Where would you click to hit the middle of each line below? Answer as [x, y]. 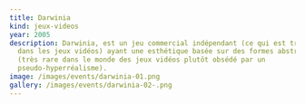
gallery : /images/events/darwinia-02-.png [91, 85]
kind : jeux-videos [44, 26]
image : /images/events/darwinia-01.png [85, 77]
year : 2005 [30, 34]
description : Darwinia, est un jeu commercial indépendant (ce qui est [148, 43]
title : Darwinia [40, 18]
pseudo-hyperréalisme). [62, 69]
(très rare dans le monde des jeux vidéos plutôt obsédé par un [142, 60]
